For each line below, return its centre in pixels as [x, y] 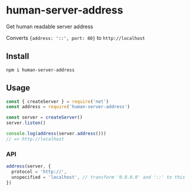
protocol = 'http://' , [39, 172]
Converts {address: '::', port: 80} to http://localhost [76, 38]
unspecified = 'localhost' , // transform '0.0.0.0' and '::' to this [98, 177]
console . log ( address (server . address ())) [56, 134]
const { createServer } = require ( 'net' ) [58, 101]
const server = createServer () [44, 118]
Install [18, 56]
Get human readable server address [50, 26]
